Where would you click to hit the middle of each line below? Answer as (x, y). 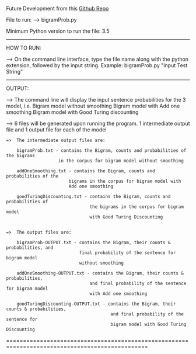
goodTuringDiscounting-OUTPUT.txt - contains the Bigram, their (96, 304)
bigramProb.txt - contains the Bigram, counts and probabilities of (101, 151)
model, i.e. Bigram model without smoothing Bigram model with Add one (93, 106)
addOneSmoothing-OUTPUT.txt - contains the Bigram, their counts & (100, 273)
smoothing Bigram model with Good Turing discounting (72, 112)
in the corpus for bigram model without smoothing (121, 161)
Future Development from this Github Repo (57, 8)
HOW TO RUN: (24, 48)
